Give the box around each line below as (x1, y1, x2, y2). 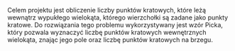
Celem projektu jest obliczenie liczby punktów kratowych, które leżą (7, 6, 207, 14)
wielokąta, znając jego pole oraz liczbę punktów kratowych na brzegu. (7, 36, 213, 44)
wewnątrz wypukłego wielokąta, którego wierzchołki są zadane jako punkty (7, 13, 229, 22)
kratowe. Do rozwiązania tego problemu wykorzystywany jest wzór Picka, (7, 21, 224, 29)
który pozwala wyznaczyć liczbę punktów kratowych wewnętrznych (7, 28, 207, 36)
